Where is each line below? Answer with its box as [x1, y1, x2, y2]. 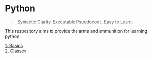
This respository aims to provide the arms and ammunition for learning [5, 28, 148, 34]
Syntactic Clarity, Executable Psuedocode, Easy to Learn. [17, 19, 133, 25]
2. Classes [5, 48, 26, 54]
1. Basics [5, 43, 23, 48]
